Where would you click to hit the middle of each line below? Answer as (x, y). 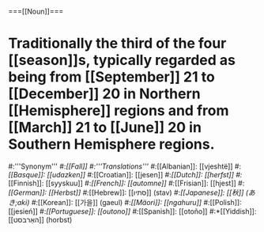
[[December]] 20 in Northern (104, 94)
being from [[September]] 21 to (111, 77)
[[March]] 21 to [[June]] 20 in (105, 128)
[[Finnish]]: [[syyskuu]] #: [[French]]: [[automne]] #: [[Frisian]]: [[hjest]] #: (126, 183)
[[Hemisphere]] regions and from (119, 111)
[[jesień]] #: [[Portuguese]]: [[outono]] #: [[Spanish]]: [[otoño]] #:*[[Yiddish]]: (132, 211)
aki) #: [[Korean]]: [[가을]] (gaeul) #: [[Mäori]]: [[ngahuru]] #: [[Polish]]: (130, 202)
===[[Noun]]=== (36, 11)
